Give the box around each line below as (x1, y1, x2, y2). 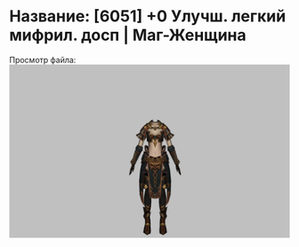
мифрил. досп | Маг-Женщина (9, 25, 246, 45)
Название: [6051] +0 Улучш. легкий (9, 6, 287, 27)
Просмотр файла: (9, 54, 77, 65)
